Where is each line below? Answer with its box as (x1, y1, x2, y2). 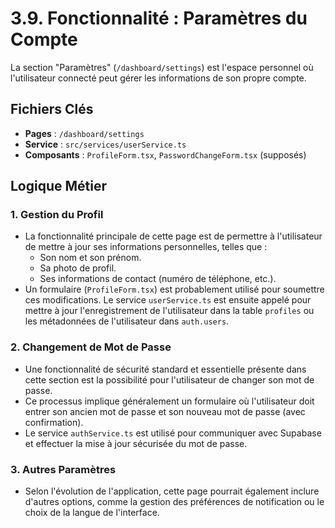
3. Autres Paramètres (10, 462, 117, 476)
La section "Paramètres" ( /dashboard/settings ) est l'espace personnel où (10, 61, 314, 73)
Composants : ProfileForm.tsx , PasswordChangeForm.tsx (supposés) (24, 148, 307, 161)
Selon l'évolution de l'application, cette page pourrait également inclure (24, 485, 320, 497)
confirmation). (24, 416, 84, 428)
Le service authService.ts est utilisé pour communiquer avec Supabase (24, 427, 322, 439)
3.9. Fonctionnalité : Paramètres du (10, 7, 308, 30)
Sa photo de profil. (39, 262, 117, 274)
